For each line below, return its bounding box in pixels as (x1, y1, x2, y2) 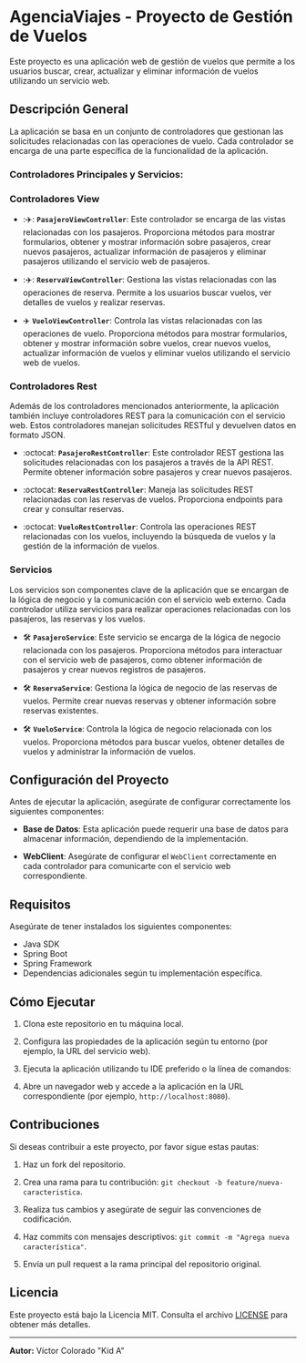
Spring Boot (22, 948, 68, 959)
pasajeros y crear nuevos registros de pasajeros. (22, 663, 207, 675)
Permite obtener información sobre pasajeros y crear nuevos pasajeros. (22, 466, 292, 477)
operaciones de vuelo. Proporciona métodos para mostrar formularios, (22, 328, 288, 339)
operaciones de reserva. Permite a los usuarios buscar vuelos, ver (22, 287, 272, 298)
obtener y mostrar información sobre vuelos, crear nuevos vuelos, (22, 337, 271, 348)
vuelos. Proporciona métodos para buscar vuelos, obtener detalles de (22, 736, 285, 747)
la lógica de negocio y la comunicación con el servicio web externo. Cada (9, 594, 287, 605)
